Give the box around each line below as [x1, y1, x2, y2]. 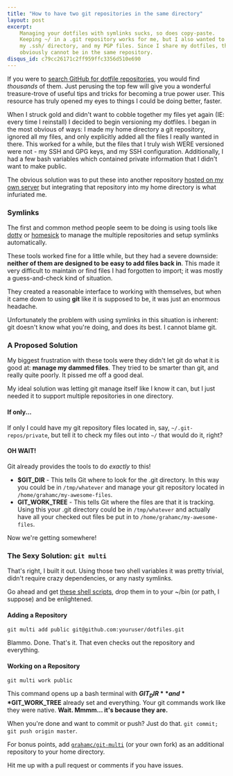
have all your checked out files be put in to [17, 512, 139, 521]
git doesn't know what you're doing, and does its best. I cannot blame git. [7, 323, 217, 331]
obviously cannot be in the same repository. [19, 49, 154, 56]
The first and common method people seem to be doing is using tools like [7, 223, 218, 232]
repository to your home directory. [7, 747, 105, 756]
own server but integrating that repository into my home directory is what [7, 182, 216, 191]
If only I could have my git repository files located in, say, [7, 423, 170, 431]
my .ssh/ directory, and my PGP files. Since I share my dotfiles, [19, 42, 218, 49]
